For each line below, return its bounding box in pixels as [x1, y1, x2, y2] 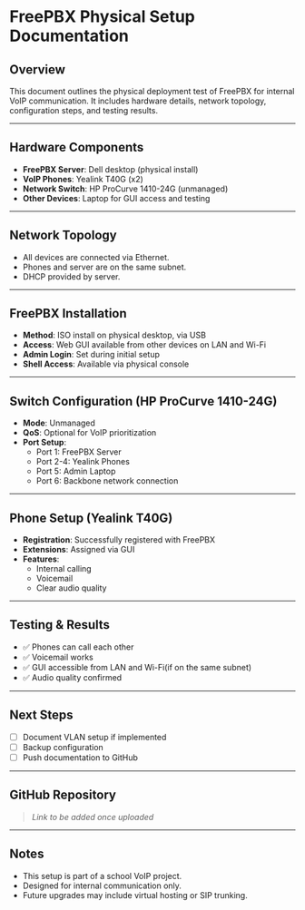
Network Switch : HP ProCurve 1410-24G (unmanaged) [22, 183, 229, 194]
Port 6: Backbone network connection [35, 475, 179, 486]
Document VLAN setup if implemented [22, 731, 167, 742]
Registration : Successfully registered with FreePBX [22, 534, 216, 545]
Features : [22, 553, 60, 564]
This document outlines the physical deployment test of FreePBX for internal [9, 86, 295, 96]
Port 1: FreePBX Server [35, 446, 122, 457]
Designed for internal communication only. [22, 880, 182, 891]
